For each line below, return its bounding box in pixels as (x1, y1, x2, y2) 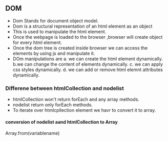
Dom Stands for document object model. (12, 17, 99, 24)
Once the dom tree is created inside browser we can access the (12, 44, 148, 51)
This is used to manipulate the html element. (12, 28, 107, 35)
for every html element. (12, 39, 62, 45)
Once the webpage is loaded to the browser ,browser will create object (12, 34, 163, 40)
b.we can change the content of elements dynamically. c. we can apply (12, 61, 163, 67)
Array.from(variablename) (5, 130, 60, 136)
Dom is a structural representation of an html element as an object (12, 23, 153, 29)
